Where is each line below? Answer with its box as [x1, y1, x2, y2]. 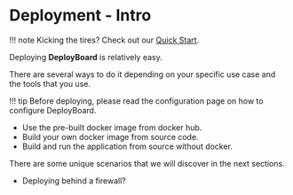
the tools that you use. [9, 78, 91, 89]
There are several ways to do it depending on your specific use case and [9, 68, 276, 80]
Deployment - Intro [9, 5, 152, 26]
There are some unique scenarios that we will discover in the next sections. [9, 158, 286, 168]
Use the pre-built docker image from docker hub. [21, 121, 202, 133]
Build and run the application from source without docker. [21, 141, 234, 152]
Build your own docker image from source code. [21, 131, 199, 142]
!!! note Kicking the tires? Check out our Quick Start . [9, 35, 200, 45]
